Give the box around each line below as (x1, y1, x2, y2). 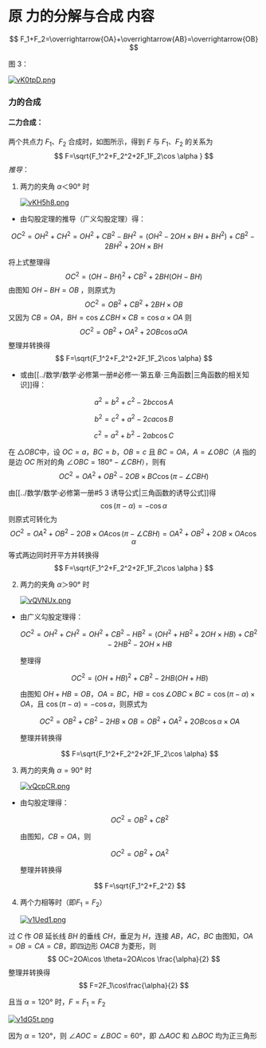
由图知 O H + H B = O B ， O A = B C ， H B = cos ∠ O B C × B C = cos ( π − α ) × (19, 689, 256, 699)
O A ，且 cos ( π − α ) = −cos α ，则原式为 (19, 699, 148, 709)
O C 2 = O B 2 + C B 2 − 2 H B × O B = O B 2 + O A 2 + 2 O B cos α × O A (39, 715, 241, 726)
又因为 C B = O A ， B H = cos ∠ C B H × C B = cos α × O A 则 (8, 312, 193, 323)
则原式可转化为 (8, 514, 57, 524)
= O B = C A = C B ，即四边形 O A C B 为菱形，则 (8, 941, 157, 951)
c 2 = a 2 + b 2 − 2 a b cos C (94, 430, 174, 441)
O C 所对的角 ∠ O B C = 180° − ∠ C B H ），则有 (23, 457, 166, 467)
